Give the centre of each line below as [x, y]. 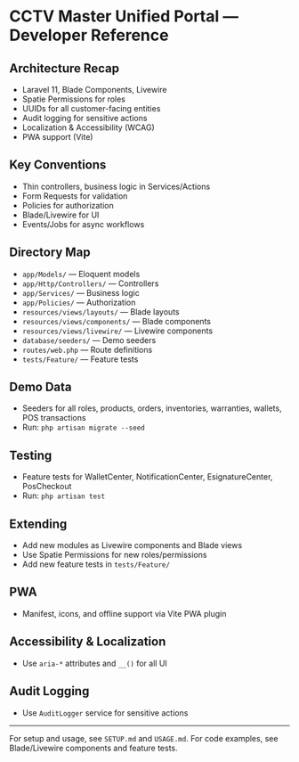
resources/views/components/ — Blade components [117, 321]
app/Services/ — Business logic [81, 292]
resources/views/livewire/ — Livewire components [117, 331]
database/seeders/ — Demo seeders [89, 340]
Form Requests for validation [75, 196]
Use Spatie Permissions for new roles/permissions [114, 555]
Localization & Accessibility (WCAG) [88, 127]
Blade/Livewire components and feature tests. [93, 748]
